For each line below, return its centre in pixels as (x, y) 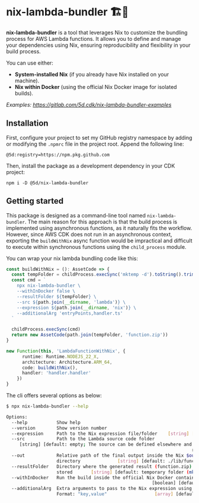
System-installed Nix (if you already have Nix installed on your (92, 74)
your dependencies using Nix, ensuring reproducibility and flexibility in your (98, 45)
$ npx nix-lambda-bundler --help (47, 406)
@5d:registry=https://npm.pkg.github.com (58, 155)
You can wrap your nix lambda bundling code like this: (72, 258)
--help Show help (46, 422)
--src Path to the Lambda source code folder (83, 439)
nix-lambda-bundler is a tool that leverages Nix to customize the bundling (97, 32)
